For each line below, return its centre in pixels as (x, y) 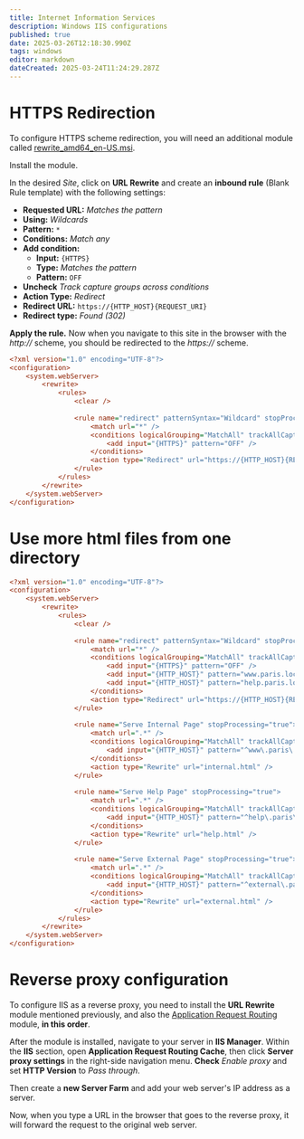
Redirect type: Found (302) (74, 315)
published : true (40, 34)
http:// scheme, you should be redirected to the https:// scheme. (129, 342)
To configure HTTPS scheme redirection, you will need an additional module (152, 138)
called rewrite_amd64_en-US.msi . (72, 147)
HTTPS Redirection (82, 113)
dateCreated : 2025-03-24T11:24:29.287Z (85, 69)
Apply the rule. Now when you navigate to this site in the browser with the (148, 333)
